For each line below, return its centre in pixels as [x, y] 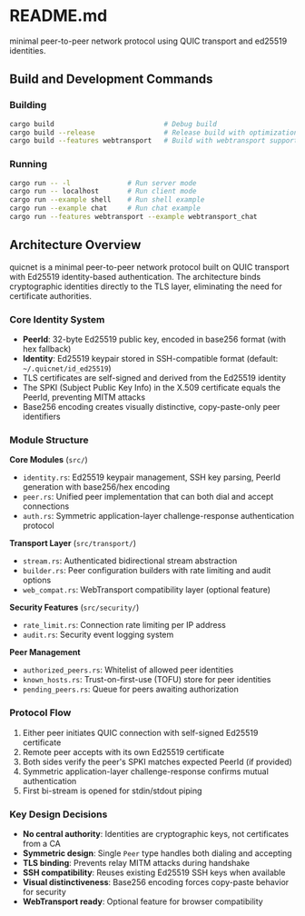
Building [28, 105]
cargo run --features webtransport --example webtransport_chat [133, 217]
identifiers [41, 417]
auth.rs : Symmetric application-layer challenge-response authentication [158, 516]
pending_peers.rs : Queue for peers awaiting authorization [130, 689]
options [37, 580]
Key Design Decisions [59, 814]
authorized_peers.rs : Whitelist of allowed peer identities [128, 670]
